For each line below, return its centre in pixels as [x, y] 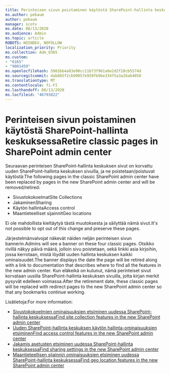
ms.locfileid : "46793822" [32, 95]
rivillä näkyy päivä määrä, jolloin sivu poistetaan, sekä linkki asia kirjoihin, [81, 249]
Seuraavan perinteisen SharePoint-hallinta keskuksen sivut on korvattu [79, 166]
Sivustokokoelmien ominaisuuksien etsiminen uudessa [69, 312]
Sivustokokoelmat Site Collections [47, 197]
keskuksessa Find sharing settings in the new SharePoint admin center [86, 349]
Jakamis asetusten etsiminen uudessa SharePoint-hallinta [73, 344]
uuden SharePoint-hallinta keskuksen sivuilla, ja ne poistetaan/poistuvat [80, 171]
